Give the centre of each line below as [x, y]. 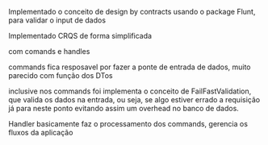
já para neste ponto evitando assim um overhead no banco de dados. [124, 108]
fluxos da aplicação [41, 133]
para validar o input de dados [57, 20]
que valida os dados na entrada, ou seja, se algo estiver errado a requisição [134, 99]
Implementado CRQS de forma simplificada [80, 36]
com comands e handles [49, 51]
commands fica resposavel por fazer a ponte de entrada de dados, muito [130, 67]
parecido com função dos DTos [61, 75]
